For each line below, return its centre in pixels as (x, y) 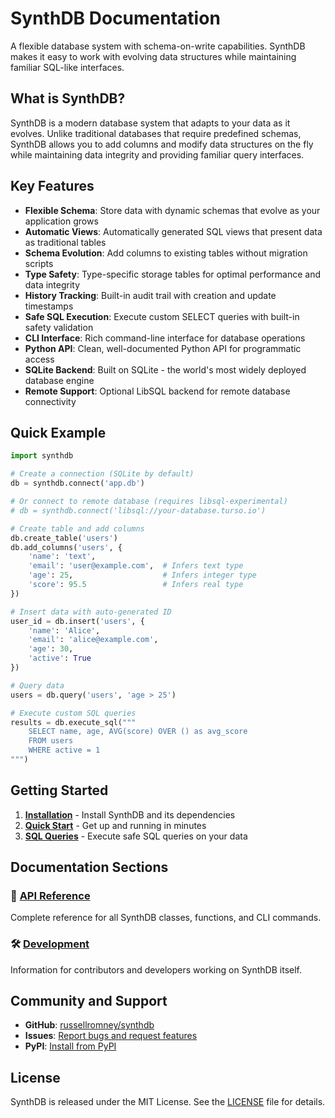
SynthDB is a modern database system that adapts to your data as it (150, 123)
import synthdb (42, 456)
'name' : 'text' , (62, 557)
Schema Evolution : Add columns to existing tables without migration (166, 253)
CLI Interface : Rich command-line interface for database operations (165, 338)
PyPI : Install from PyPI (70, 1046)
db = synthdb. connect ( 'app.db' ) (77, 483)
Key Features (52, 186)
